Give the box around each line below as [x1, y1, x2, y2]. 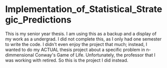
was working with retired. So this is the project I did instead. [5, 57, 128, 63]
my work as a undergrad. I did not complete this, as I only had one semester [5, 36, 161, 42]
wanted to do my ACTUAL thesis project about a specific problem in [5, 46, 145, 52]
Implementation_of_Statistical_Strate [5, 3, 162, 15]
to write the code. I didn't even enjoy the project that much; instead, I [5, 41, 147, 47]
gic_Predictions [5, 14, 71, 25]
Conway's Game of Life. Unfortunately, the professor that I [34, 51, 156, 58]
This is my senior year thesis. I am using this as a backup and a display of [5, 30, 156, 36]
